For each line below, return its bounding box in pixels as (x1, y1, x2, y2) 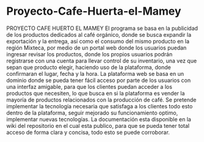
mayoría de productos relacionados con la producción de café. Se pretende (6, 96, 197, 103)
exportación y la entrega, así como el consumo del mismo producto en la (6, 37, 190, 45)
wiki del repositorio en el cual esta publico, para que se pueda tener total (6, 122, 190, 129)
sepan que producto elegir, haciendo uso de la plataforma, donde (6, 63, 171, 71)
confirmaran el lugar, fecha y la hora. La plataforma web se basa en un (6, 70, 184, 77)
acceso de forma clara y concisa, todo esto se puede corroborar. (6, 129, 170, 136)
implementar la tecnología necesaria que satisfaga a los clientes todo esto (6, 102, 193, 110)
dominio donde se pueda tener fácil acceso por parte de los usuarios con (6, 77, 191, 84)
